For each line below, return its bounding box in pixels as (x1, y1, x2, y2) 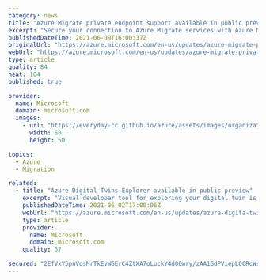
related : (8, 180, 37, 187)
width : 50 (28, 129, 62, 137)
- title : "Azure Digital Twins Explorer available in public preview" (15, 187, 253, 195)
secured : (8, 260, 37, 268)
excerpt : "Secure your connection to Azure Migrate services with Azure (8, 26, 253, 34)
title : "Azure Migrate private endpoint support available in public (8, 19, 243, 27)
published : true (8, 78, 62, 85)
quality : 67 (22, 246, 62, 254)
